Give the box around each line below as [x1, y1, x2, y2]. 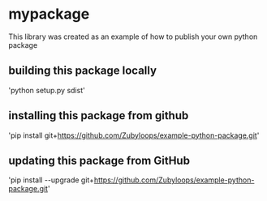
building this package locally [8, 64, 157, 78]
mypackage [8, 5, 90, 24]
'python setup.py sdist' [8, 85, 85, 95]
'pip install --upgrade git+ [8, 175, 95, 185]
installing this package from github [8, 109, 189, 122]
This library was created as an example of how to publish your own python [8, 32, 258, 41]
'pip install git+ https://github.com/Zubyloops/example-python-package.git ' [8, 130, 260, 140]
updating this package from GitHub [8, 153, 191, 167]
